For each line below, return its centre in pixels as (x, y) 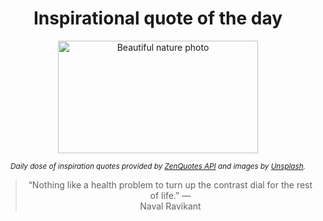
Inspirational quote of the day (158, 18)
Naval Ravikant (170, 206)
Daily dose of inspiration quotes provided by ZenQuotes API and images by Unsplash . (158, 166)
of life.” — (170, 195)
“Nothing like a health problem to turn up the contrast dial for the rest (170, 184)
